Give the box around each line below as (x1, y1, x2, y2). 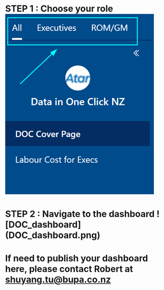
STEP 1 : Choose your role (5, 3, 113, 14)
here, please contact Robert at (5, 263, 134, 274)
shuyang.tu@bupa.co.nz (5, 273, 111, 285)
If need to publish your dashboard (5, 252, 148, 264)
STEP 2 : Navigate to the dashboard (5, 208, 155, 220)
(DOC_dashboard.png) (5, 229, 101, 241)
